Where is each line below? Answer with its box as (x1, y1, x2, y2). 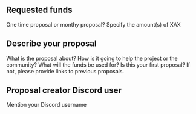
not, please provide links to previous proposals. (6, 67, 125, 75)
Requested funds (6, 5, 73, 15)
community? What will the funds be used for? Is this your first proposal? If (6, 61, 191, 69)
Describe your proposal (6, 39, 97, 49)
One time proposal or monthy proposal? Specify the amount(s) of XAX (6, 21, 181, 28)
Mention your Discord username (6, 101, 87, 109)
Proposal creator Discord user (6, 85, 122, 96)
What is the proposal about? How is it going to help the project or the (6, 55, 178, 62)
